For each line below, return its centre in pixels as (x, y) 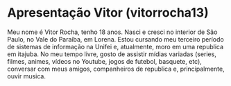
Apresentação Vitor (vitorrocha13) (108, 13)
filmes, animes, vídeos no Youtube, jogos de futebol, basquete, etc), (105, 61)
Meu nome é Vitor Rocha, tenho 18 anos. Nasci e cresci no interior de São (112, 32)
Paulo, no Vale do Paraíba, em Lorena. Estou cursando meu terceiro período (115, 39)
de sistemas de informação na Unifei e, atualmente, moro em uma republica (115, 46)
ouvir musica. (27, 76)
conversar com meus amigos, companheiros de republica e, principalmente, (116, 69)
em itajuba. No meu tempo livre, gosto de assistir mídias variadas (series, (112, 54)
